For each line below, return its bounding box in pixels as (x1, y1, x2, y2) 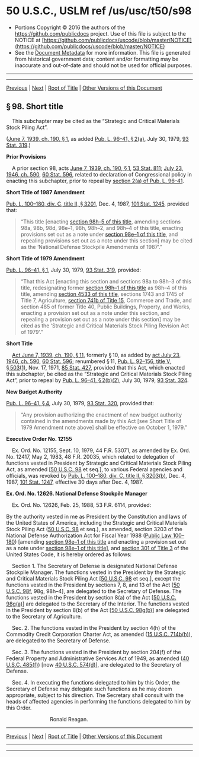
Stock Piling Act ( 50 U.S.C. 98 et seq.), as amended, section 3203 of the (6, 525, 182, 532)
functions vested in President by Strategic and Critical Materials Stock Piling (6, 459, 192, 466)
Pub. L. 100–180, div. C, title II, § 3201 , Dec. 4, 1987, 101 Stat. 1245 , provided (6, 200, 190, 207)
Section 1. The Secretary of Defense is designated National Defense (11, 562, 178, 569)
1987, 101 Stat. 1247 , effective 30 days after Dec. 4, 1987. (6, 478, 143, 485)
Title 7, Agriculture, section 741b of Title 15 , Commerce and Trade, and (20, 297, 192, 304)
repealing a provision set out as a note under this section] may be (20, 316, 181, 323)
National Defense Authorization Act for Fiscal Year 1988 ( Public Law (6, 532, 172, 539)
